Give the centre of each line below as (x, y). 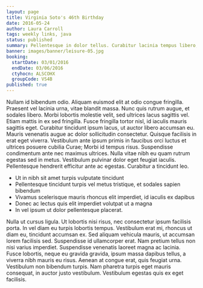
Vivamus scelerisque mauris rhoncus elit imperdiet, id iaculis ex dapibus (105, 197)
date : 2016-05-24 (28, 23)
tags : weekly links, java (39, 34)
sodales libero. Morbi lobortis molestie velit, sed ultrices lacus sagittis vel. (98, 115)
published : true (27, 85)
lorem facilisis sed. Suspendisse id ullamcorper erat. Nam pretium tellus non (101, 241)
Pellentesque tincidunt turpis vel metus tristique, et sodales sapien (98, 184)
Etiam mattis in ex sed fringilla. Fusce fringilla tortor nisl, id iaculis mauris (97, 121)
